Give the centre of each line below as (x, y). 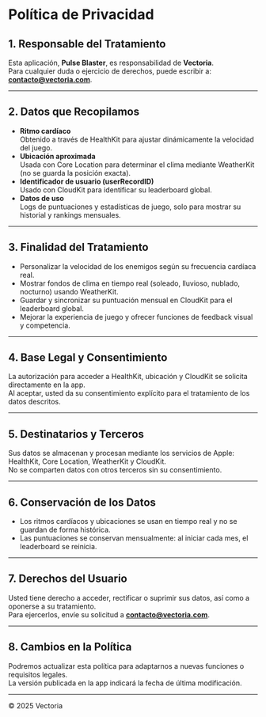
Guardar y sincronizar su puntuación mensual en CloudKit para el (126, 300)
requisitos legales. (38, 674)
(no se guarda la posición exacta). (75, 173)
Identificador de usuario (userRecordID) (87, 181)
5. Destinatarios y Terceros (76, 434)
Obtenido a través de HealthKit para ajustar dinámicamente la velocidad (137, 139)
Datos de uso (42, 198)
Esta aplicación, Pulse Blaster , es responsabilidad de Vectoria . (111, 63)
